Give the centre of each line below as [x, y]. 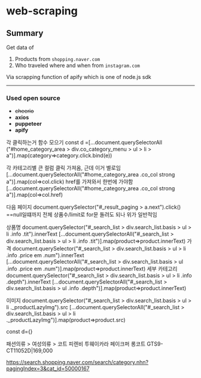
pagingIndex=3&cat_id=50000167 [48, 368]
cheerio [24, 111]
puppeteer [28, 124]
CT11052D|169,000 [29, 350]
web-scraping [42, 11]
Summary [25, 33]
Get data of [20, 47]
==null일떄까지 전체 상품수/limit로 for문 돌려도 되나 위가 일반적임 [82, 215]
